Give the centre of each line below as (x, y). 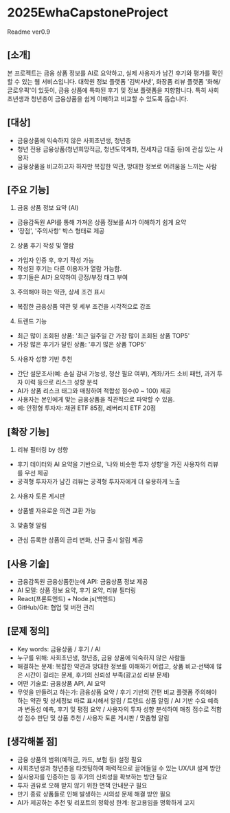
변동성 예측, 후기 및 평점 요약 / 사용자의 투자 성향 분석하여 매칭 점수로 (117, 709)
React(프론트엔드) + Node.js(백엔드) (66, 599)
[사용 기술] (28, 564)
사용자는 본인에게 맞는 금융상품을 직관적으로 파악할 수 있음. (96, 400)
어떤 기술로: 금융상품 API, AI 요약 (61, 683)
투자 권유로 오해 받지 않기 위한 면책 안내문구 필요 (82, 785)
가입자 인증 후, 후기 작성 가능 (56, 260)
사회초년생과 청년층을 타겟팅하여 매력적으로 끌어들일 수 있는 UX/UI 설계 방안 (119, 768)
